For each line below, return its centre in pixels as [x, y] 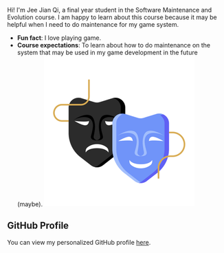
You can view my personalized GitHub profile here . [79, 242]
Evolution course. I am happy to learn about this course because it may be [112, 17]
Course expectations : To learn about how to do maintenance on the [114, 45]
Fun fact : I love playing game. [59, 38]
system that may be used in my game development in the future [107, 52]
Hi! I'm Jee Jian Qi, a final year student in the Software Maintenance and [110, 10]
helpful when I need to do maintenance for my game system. [93, 24]
